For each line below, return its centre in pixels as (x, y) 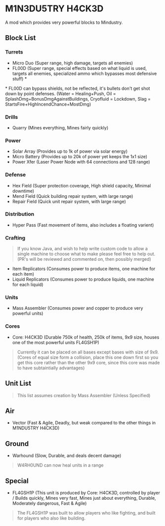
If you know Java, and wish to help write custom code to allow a (82, 249)
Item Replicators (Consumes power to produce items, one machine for (84, 269)
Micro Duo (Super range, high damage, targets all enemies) (73, 63)
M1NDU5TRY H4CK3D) (36, 428)
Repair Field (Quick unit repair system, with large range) (69, 201)
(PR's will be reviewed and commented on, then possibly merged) (84, 259)
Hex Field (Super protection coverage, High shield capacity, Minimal (82, 185)
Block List (21, 38)
